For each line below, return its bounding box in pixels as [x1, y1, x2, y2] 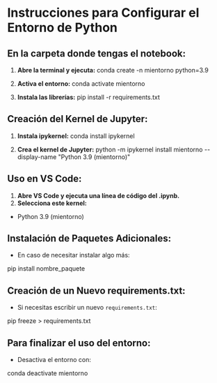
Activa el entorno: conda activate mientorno [17, 80, 145, 88]
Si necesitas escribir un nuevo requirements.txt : [17, 303, 158, 312]
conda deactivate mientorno [7, 369, 88, 377]
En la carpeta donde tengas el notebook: [7, 47, 186, 59]
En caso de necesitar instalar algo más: [17, 251, 130, 260]
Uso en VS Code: [7, 173, 82, 185]
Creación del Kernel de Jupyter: [7, 113, 148, 125]
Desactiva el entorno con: [17, 356, 92, 364]
